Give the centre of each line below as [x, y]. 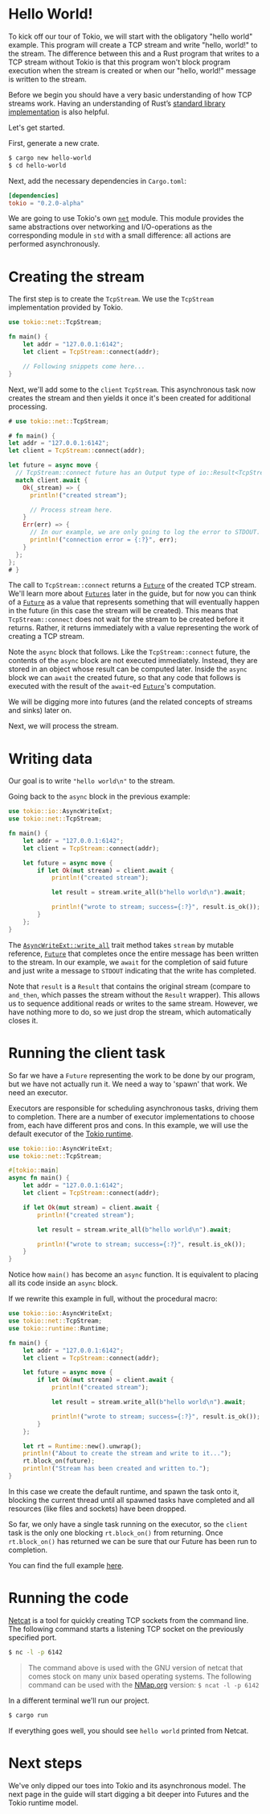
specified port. [33, 1638]
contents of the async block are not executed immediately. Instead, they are [133, 661]
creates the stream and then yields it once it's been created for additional [130, 398]
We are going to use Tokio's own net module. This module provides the [126, 218]
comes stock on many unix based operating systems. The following [139, 1676]
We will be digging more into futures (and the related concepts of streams [131, 702]
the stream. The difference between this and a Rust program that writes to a [134, 53]
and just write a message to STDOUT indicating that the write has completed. [133, 970]
